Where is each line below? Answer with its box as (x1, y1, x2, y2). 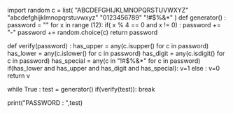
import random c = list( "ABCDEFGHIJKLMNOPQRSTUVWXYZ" (7, 6, 189, 14)
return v (7, 71, 30, 80)
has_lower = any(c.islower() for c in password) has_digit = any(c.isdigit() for (7, 49, 225, 57)
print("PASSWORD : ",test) (7, 99, 83, 107)
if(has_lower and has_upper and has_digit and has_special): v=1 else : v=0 (7, 64, 220, 72)
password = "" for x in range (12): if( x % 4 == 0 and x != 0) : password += (7, 21, 222, 29)
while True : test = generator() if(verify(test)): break (7, 85, 155, 93)
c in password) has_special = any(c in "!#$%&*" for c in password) (7, 57, 201, 65)
